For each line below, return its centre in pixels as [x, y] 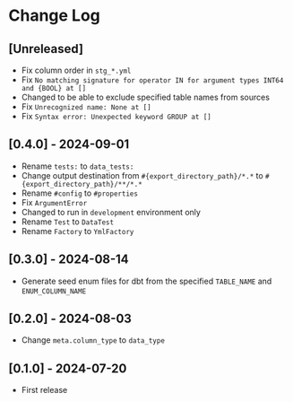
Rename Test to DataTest [67, 222]
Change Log [54, 16]
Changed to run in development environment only [111, 212]
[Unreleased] [46, 49]
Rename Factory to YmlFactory [78, 231]
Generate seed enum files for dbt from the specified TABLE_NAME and [146, 281]
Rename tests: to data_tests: [78, 166]
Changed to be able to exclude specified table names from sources [146, 97]
